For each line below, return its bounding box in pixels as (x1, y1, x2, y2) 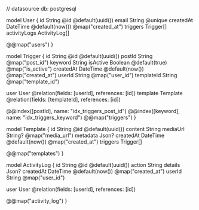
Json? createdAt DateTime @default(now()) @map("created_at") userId (6, 168, 182, 175)
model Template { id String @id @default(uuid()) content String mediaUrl (6, 126, 185, 132)
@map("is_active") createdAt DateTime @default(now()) (6, 65, 145, 72)
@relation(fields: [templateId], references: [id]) (6, 96, 121, 103)
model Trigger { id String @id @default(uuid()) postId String (6, 53, 153, 59)
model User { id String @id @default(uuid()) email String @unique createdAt (6, 17, 193, 23)
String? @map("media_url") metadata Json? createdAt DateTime (6, 132, 165, 139)
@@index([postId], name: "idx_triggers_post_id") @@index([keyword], (6, 108, 180, 114)
